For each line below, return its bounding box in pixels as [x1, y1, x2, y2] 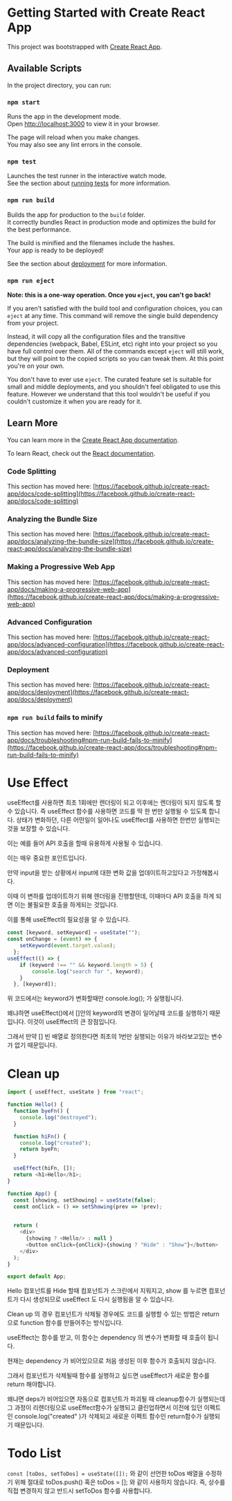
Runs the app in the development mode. [7, 112, 121, 121]
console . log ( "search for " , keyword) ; [32, 968, 144, 975]
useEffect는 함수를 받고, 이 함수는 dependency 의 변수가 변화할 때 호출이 [7, 1333, 206, 1342]
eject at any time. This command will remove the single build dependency [7, 311, 219, 319]
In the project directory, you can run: [7, 81, 111, 89]
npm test [7, 157, 37, 166]
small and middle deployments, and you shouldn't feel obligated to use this [7, 383, 221, 391]
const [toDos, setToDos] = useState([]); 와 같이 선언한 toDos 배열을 [7, 1469, 204, 1477]
